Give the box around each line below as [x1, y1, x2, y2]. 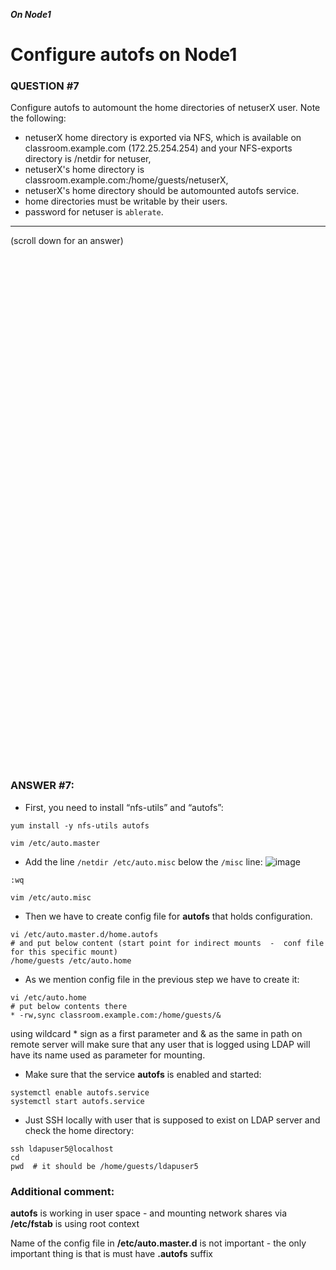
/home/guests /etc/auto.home [10, 955, 132, 966]
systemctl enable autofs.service [10, 1087, 150, 1098]
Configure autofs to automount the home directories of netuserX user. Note [10, 102, 321, 114]
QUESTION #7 [10, 79, 80, 93]
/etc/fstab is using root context [10, 1218, 140, 1230]
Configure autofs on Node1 [10, 44, 238, 66]
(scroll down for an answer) [10, 235, 124, 247]
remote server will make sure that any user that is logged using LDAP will [10, 1038, 311, 1050]
